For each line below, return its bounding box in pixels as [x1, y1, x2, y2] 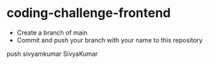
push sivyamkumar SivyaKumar [6, 49, 98, 58]
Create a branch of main [16, 28, 88, 37]
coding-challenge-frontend [6, 5, 171, 21]
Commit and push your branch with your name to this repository [16, 35, 203, 44]
